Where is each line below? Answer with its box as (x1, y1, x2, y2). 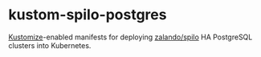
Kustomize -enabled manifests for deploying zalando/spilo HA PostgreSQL (8, 32, 253, 42)
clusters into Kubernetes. (8, 40, 92, 50)
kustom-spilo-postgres (8, 6, 167, 24)
